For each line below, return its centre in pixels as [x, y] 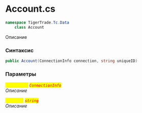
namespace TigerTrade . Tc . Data [37, 22]
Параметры [21, 74]
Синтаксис [20, 50]
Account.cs [31, 9]
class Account [29, 27]
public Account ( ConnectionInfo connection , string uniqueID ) [72, 61]
